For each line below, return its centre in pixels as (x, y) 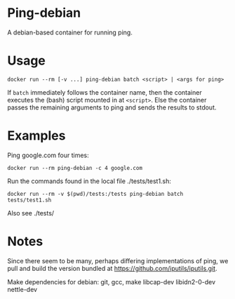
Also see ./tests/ (31, 213)
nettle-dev (22, 289)
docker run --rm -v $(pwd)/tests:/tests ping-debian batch (95, 194)
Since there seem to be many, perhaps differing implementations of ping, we (118, 260)
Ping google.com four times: (48, 155)
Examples (36, 136)
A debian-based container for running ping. (70, 32)
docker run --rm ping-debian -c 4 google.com (75, 168)
